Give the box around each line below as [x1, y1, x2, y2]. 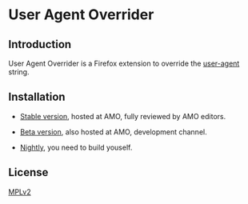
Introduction [8, 38, 72, 51]
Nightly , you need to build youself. [19, 142, 133, 152]
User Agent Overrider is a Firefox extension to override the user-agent [8, 58, 240, 68]
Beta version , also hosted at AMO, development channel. [19, 126, 207, 137]
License [8, 166, 49, 179]
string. [8, 67, 30, 77]
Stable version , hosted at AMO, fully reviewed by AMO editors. [19, 111, 226, 121]
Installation [8, 90, 66, 104]
